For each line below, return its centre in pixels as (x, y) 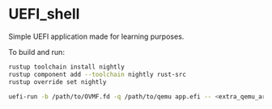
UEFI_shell (44, 14)
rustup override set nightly (57, 82)
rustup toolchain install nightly (67, 67)
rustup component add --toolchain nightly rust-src (97, 74)
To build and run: (36, 52)
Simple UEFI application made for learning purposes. (96, 36)
